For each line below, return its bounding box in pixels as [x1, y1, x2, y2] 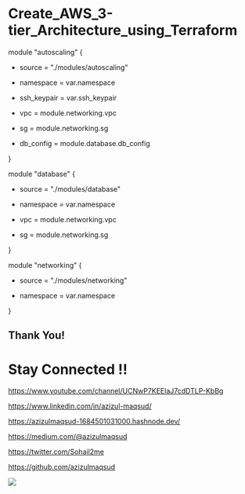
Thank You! [8, 329, 65, 342]
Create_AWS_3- [8, 5, 113, 23]
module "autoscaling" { [8, 47, 83, 57]
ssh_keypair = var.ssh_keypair [19, 93, 117, 102]
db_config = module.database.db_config [19, 138, 150, 148]
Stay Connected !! [8, 360, 128, 378]
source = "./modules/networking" [19, 276, 128, 285]
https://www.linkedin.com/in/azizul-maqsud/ [8, 401, 152, 411]
